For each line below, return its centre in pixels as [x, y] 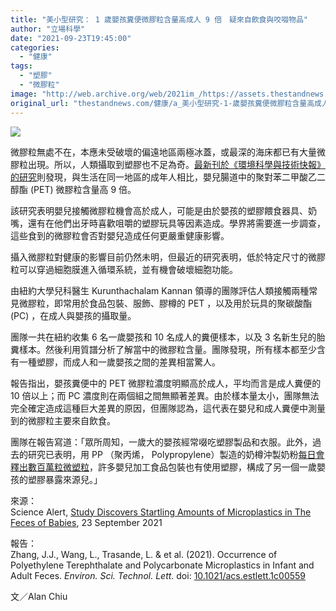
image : [24, 94]
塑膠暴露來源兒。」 [65, 479]
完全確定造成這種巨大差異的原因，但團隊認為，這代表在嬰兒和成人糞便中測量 [168, 408]
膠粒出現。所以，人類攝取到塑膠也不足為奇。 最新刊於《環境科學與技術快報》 [168, 164]
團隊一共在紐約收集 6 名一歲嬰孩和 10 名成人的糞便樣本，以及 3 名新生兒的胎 [168, 337]
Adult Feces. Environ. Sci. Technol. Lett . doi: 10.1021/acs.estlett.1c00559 [158, 575]
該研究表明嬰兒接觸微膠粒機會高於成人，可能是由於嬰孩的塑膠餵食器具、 [159, 210]
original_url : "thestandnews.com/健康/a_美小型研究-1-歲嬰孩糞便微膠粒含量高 [162, 103]
